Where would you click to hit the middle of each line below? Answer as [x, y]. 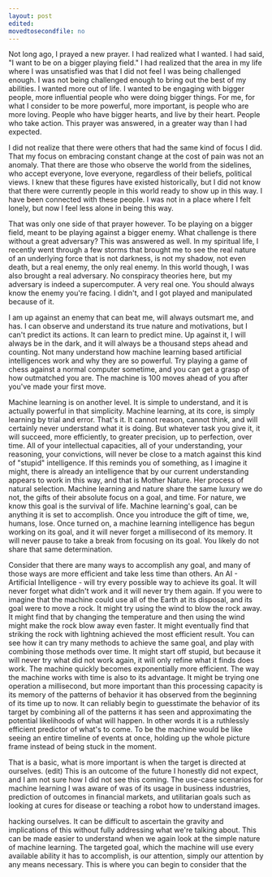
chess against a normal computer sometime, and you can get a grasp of [129, 369]
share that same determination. [60, 549]
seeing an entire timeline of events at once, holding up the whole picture [129, 738]
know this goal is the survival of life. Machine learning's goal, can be [123, 506]
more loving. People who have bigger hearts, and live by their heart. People [134, 115]
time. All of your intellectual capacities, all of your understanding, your [126, 446]
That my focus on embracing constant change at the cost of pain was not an [136, 156]
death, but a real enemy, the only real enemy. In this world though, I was [129, 267]
